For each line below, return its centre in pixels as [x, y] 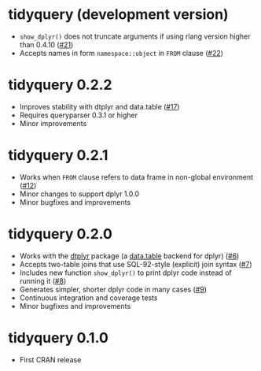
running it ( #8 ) [43, 280]
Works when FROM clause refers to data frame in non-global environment [136, 177]
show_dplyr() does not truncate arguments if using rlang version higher [135, 36]
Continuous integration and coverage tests [88, 298]
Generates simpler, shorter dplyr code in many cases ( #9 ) [113, 289]
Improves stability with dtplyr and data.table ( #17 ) [99, 106]
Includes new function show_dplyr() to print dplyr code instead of [125, 273]
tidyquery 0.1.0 [58, 338]
